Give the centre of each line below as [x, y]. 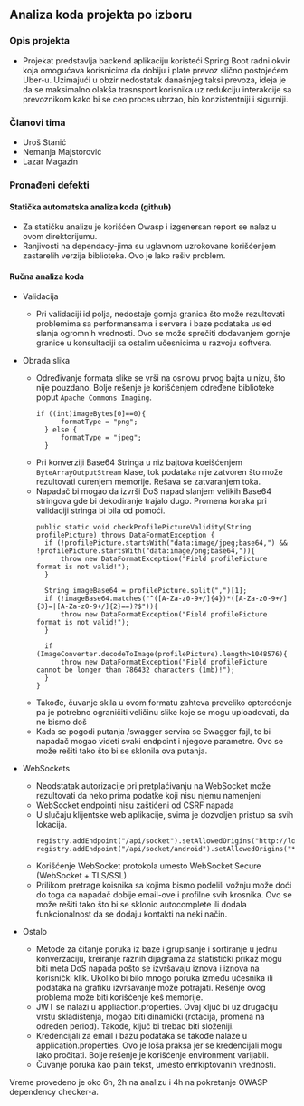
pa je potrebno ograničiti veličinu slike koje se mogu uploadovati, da [162, 713]
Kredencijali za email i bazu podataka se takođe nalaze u [142, 1036]
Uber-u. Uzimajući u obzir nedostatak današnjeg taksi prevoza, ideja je [154, 80]
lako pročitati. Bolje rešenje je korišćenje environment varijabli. [152, 1055]
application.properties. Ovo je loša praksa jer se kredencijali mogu [159, 1045]
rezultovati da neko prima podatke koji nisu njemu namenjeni [149, 796]
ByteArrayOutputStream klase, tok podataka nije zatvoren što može [159, 472]
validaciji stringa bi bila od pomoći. [100, 510]
